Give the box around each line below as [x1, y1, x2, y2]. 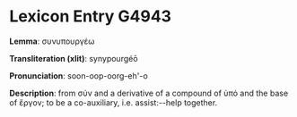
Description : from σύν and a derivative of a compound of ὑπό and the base [9, 88, 289, 98]
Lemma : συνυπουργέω [9, 36, 95, 46]
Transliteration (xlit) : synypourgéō [9, 53, 138, 63]
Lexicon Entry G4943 [9, 6, 172, 27]
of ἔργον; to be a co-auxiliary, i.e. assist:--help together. [9, 96, 218, 108]
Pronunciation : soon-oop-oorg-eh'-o [9, 70, 148, 81]
